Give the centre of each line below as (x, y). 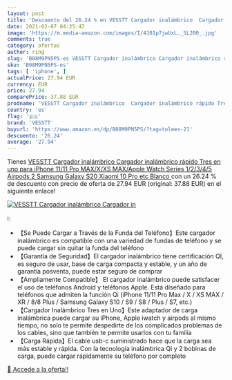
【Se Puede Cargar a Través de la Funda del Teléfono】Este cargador (116, 233)
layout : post (26, 13)
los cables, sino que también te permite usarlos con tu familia (104, 333)
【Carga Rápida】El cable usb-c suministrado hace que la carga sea (114, 341)
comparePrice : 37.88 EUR (43, 97)
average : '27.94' (32, 142)
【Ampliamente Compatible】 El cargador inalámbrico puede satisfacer (118, 280)
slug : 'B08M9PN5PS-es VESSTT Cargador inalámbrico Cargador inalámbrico (114, 59)
